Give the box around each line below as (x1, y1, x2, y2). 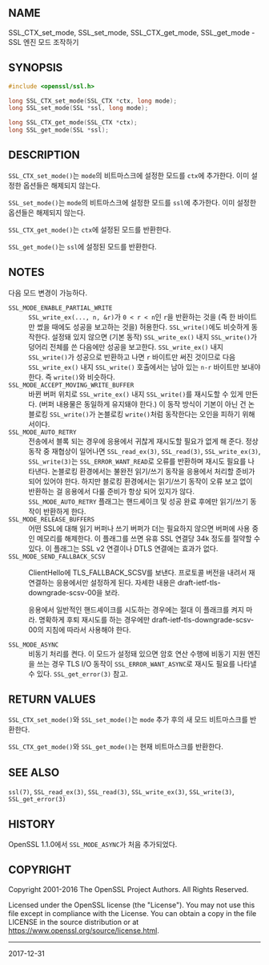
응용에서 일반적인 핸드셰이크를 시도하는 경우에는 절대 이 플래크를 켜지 (28, 605, 244, 614)
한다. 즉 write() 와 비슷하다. (28, 372, 116, 382)
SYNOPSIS (8, 61, 63, 75)
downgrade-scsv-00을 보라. (28, 587, 120, 597)
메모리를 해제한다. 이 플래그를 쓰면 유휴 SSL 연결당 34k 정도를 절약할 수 (36, 533, 261, 543)
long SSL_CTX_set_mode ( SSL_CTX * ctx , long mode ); (8, 96, 178, 105)
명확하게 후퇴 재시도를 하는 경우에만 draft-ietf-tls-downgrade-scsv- (38, 614, 255, 624)
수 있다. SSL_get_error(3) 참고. (28, 669, 128, 679)
